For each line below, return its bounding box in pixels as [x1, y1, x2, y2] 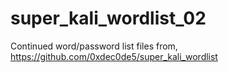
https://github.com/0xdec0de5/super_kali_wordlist [10, 50, 218, 62]
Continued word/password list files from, [10, 40, 178, 52]
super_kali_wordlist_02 [10, 7, 207, 30]
